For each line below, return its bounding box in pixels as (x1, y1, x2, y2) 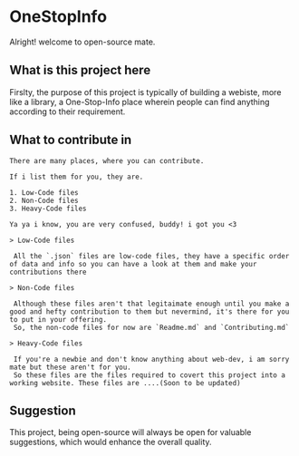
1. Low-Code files (9, 188, 79, 197)
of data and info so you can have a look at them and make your (9, 259, 257, 268)
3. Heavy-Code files (9, 204, 88, 213)
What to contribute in (9, 132, 132, 148)
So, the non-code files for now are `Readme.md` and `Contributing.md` (13, 323, 290, 332)
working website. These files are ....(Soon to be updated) (9, 378, 242, 387)
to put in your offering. (9, 315, 107, 324)
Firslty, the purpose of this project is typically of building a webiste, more (9, 86, 282, 97)
